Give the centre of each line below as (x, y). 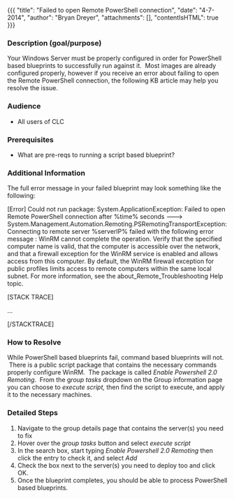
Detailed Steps (32, 413)
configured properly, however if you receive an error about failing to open (113, 73)
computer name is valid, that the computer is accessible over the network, (114, 246)
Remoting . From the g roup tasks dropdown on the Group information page (115, 380)
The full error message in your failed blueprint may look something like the (114, 188)
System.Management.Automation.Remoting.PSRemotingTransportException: (117, 224)
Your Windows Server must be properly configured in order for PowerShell (115, 58)
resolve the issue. (32, 88)
